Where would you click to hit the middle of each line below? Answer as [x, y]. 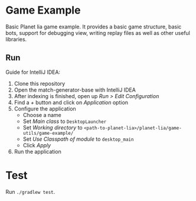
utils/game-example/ [48, 133]
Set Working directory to [53, 127]
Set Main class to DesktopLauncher [65, 121]
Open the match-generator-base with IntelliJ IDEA [75, 90]
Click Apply [37, 145]
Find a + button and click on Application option [71, 102]
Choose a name [42, 115]
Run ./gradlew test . [30, 192]
